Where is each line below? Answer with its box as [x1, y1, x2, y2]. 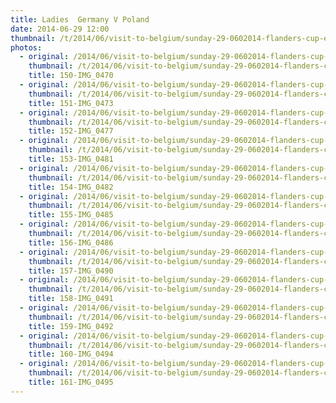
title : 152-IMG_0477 [28, 126, 114, 136]
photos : [10, 42, 43, 53]
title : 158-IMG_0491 [28, 294, 114, 304]
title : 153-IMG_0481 [28, 154, 114, 164]
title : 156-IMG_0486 [28, 237, 114, 248]
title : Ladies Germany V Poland [10, 14, 150, 25]
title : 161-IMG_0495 [28, 377, 114, 387]
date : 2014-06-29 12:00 [10, 24, 110, 34]
